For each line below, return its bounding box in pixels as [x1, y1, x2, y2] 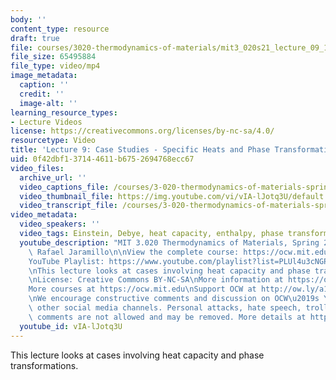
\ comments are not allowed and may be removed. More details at [28, 312, 307, 322]
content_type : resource [10, 24, 110, 34]
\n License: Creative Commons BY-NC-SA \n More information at [28, 275, 284, 285]
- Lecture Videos [10, 117, 83, 127]
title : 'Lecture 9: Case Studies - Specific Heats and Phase [10, 145, 271, 155]
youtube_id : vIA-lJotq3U [19, 321, 123, 331]
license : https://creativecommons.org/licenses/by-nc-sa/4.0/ [10, 126, 275, 136]
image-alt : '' [19, 98, 78, 108]
